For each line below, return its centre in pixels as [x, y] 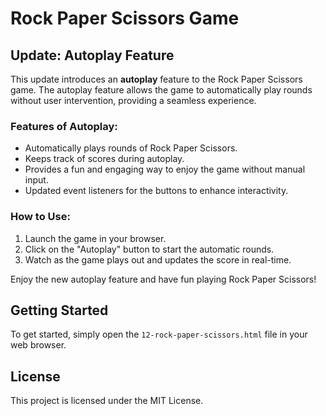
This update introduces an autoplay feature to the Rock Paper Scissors [156, 79]
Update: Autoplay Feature [92, 55]
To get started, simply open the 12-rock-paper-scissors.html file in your [159, 334]
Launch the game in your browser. [95, 238]
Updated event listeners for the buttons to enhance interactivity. [156, 191]
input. [36, 180]
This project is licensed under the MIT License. [107, 401]
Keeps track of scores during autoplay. [104, 159]
